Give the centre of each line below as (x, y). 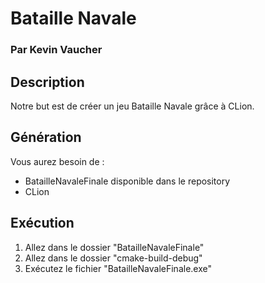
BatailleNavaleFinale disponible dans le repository (127, 181)
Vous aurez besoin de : (57, 161)
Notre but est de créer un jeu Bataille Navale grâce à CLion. (132, 106)
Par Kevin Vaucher (56, 50)
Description (47, 82)
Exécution (42, 223)
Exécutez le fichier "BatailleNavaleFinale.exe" (118, 268)
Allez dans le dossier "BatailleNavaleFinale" (114, 247)
